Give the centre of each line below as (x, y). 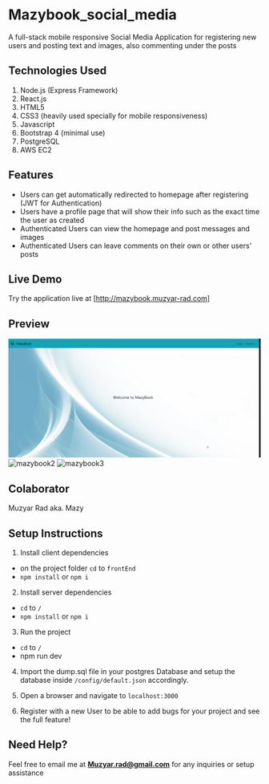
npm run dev (41, 656)
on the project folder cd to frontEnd (78, 568)
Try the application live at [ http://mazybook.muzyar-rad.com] (109, 299)
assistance (26, 773)
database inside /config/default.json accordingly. (104, 680)
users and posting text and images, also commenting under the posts (122, 45)
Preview (29, 324)
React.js (33, 99)
